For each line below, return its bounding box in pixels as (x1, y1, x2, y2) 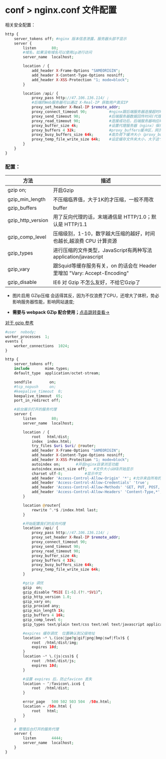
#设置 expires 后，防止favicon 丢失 (23, 676, 92, 681)
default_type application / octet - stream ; (14, 371, 100, 376)
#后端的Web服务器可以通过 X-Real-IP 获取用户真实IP (31, 100, 128, 105)
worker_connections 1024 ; (14, 343, 70, 349)
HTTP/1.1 (64, 221, 87, 228)
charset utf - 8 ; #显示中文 (31, 471, 102, 476)
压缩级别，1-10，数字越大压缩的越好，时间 (53, 230, 155, 237)
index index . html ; (31, 439, 72, 444)
